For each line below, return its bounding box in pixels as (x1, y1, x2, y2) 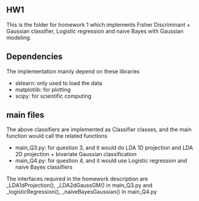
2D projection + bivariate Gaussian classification (15, 151, 137, 158)
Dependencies (6, 52, 63, 62)
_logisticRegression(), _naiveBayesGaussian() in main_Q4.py (6, 188, 157, 196)
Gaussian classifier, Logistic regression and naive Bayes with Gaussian (6, 27, 184, 35)
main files (6, 110, 44, 120)
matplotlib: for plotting (15, 86, 71, 93)
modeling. (6, 33, 32, 41)
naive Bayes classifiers (15, 163, 73, 171)
